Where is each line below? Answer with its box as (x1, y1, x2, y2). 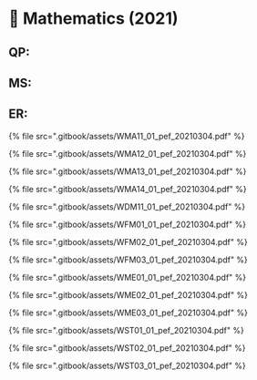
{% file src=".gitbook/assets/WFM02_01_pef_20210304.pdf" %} (8, 236, 248, 247)
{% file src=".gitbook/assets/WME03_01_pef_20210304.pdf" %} (8, 307, 248, 318)
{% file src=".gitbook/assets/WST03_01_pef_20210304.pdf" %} (8, 360, 247, 371)
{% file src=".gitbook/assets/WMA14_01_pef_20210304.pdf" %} (8, 183, 247, 194)
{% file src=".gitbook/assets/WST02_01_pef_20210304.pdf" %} (8, 342, 247, 354)
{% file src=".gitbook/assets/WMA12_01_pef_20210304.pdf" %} (8, 148, 247, 159)
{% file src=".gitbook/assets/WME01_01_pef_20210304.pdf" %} (8, 272, 247, 282)
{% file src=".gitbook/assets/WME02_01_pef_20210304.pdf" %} (8, 289, 248, 300)
